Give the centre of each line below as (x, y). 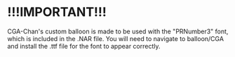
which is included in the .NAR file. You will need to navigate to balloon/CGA (116, 38)
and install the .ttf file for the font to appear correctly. (84, 46)
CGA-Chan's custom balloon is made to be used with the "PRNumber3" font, (118, 31)
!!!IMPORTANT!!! (57, 12)
